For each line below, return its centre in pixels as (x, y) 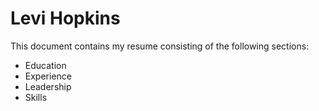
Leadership (48, 86)
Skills (36, 97)
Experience (48, 76)
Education (45, 65)
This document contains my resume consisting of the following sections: (160, 46)
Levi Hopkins (65, 18)
